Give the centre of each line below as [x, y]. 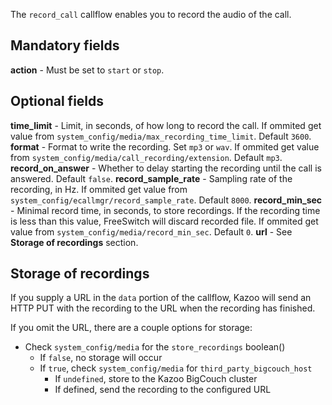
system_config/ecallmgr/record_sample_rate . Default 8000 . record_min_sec [166, 200]
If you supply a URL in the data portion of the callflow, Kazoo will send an [161, 298]
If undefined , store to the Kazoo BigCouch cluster [156, 379]
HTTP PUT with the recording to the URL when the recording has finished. [163, 308]
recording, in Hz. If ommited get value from [99, 189]
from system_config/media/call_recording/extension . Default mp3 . [146, 157]
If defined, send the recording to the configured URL [163, 390]
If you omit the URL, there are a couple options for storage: [131, 328]
